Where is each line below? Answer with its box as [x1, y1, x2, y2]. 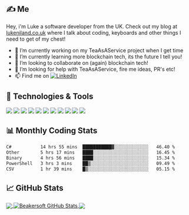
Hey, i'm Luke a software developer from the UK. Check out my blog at [6, 22, 178, 30]
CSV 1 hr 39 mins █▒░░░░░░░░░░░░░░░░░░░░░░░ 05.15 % [6, 166, 175, 172]
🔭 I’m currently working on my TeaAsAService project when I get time [14, 47, 184, 54]
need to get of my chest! [6, 35, 66, 42]
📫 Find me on [14, 72, 49, 79]
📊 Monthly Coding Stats [6, 125, 98, 136]
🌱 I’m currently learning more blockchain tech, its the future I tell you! [14, 53, 183, 60]
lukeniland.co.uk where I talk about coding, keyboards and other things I [6, 29, 181, 36]
